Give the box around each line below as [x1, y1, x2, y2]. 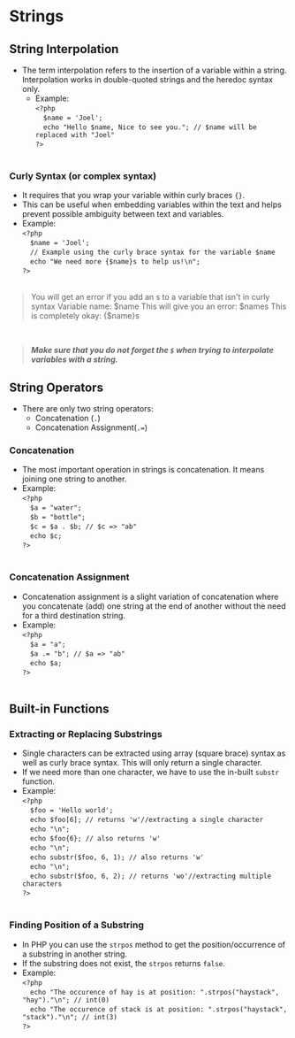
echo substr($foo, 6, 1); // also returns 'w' [29, 853, 205, 862]
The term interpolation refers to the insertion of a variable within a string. [21, 65, 287, 75]
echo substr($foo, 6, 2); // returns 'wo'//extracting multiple [29, 872, 272, 881]
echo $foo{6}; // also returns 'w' [29, 834, 162, 843]
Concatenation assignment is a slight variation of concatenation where [21, 591, 279, 602]
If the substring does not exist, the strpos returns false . [21, 957, 225, 968]
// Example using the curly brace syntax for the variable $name [29, 248, 276, 258]
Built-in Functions [9, 702, 110, 717]
